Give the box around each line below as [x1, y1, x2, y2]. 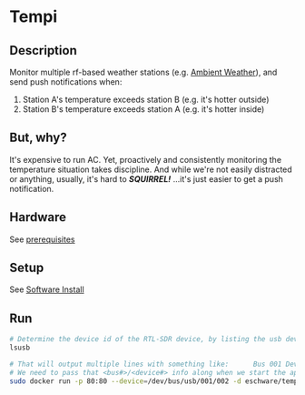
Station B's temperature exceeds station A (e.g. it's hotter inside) [22, 104, 265, 115]
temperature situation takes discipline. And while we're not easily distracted [9, 164, 292, 175]
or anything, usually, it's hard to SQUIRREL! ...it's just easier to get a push [9, 173, 284, 184]
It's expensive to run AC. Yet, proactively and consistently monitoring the [9, 154, 282, 165]
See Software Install [9, 284, 84, 295]
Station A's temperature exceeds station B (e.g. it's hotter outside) [22, 94, 270, 105]
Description [9, 43, 77, 58]
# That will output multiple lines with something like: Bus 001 [9, 360, 282, 369]
